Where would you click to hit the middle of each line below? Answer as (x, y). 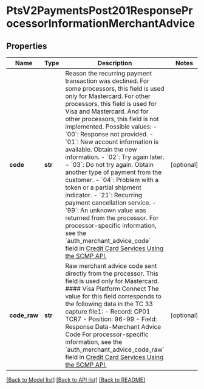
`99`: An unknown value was (106, 210)
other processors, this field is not (112, 119)
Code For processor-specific (107, 334)
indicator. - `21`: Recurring (104, 195)
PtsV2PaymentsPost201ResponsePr (100, 11)
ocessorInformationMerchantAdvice (101, 23)
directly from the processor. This (112, 273)
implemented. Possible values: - (111, 127)
